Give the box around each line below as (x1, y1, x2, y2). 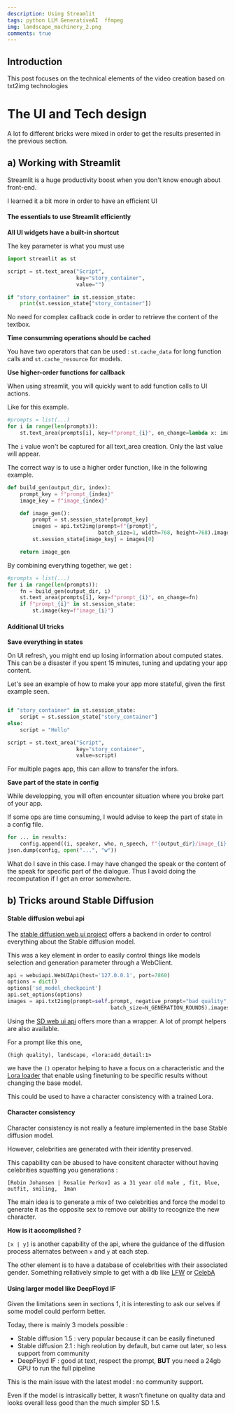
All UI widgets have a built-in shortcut (7, 228, 120, 237)
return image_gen (20, 548, 71, 555)
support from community (17, 1349, 90, 1358)
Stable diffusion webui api (7, 914, 85, 923)
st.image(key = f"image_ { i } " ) (32, 607, 114, 615)
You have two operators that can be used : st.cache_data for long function (7, 347, 222, 356)
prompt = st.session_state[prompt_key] (32, 516, 149, 524)
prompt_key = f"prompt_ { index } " (20, 491, 114, 498)
